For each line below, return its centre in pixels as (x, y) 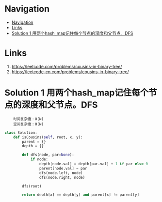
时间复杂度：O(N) (29, 119)
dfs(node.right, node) (62, 177)
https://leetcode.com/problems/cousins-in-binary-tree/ (67, 66)
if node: (39, 159)
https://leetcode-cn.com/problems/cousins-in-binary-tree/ (70, 72)
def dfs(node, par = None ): (48, 155)
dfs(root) (32, 186)
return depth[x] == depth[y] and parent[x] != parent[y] (81, 195)
